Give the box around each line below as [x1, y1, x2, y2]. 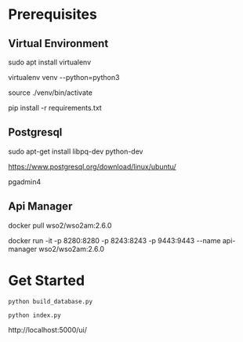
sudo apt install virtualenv [8, 57, 92, 67]
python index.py [8, 311, 61, 319]
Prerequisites [8, 5, 98, 24]
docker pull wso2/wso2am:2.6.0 [8, 220, 112, 230]
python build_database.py [8, 297, 92, 305]
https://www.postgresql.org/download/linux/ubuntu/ [8, 162, 176, 171]
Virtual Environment [8, 37, 109, 50]
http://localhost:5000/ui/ [8, 325, 88, 334]
